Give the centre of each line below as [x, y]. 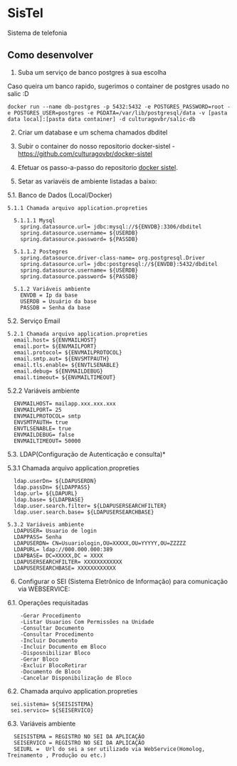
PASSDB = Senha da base [56, 307]
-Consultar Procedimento [57, 634]
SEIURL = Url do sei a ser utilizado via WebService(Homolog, [109, 749]
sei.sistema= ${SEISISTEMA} [52, 704]
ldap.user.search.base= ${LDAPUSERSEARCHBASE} [84, 512]
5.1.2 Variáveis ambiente [52, 289]
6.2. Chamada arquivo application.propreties [73, 691]
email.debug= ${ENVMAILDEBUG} [58, 371]
